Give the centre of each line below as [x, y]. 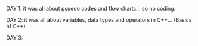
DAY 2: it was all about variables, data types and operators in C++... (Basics [99, 20]
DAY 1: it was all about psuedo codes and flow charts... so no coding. [91, 9]
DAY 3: [15, 37]
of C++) [16, 26]
